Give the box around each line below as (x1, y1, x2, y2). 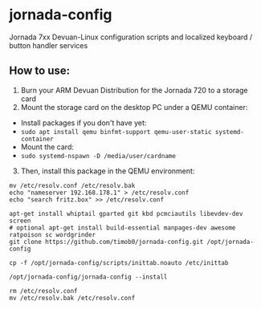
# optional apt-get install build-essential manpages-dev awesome (9, 223, 236, 232)
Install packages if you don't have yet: (20, 118, 147, 128)
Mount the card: (20, 142, 75, 152)
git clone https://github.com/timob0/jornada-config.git (9, 238, 204, 246)
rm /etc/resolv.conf (9, 287, 79, 295)
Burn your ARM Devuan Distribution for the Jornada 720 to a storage (20, 85, 248, 95)
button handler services (9, 40, 88, 50)
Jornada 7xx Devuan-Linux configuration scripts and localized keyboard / (9, 32, 253, 42)
